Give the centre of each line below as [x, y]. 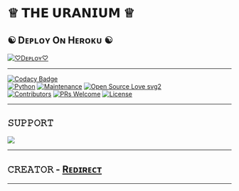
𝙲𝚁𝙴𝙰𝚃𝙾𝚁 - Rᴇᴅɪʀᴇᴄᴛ [55, 169]
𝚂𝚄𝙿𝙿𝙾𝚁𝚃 [31, 123]
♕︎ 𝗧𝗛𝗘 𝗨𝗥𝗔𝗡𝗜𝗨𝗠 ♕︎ [71, 13]
